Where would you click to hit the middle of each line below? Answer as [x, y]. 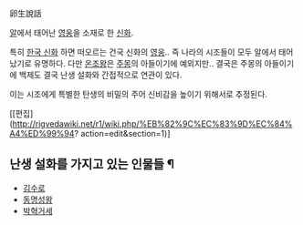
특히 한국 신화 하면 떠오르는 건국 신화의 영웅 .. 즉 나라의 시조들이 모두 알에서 [143, 52]
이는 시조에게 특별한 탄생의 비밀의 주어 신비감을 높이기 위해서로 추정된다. [138, 94]
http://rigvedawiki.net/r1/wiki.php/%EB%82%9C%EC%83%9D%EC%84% [152, 124]
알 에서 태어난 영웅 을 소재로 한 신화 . [72, 33]
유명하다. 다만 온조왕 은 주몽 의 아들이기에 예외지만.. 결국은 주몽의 [148, 63]
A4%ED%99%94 [42, 133]
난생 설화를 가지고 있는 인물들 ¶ [92, 164]
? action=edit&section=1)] [122, 133]
